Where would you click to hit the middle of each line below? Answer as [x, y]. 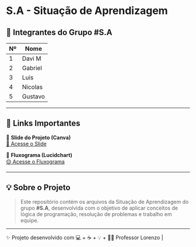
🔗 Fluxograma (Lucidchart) [39, 155]
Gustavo [34, 96]
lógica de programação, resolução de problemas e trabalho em [96, 214]
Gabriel [32, 68]
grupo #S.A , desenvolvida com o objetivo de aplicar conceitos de [99, 208]
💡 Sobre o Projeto [38, 188]
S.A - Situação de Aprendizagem [87, 11]
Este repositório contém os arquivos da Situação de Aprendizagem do [104, 201]
